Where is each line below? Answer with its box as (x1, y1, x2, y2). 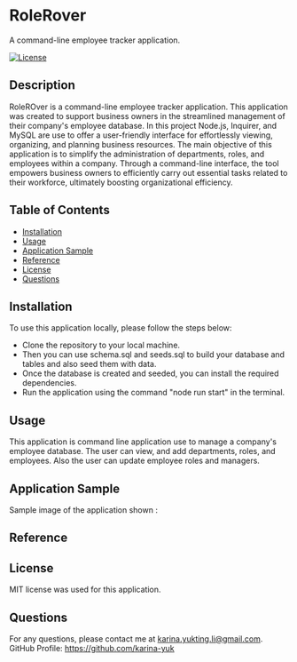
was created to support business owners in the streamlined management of (9, 110, 285, 121)
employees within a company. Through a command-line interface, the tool (9, 157, 279, 169)
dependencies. (21, 378, 77, 388)
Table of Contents (9, 203, 111, 218)
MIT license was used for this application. (9, 584, 161, 595)
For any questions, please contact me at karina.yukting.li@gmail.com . (9, 634, 263, 644)
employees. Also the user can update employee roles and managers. (9, 455, 260, 467)
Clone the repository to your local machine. (21, 339, 180, 351)
